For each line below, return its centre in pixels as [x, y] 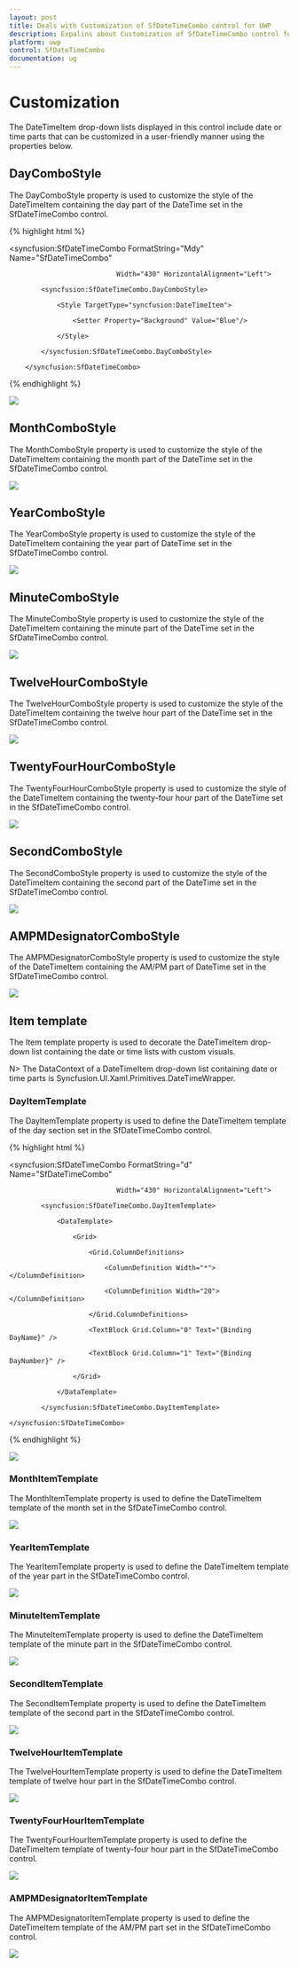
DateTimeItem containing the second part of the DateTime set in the [133, 882]
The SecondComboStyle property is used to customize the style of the [138, 873]
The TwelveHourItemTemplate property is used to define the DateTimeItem [145, 1772]
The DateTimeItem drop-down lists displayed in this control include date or [145, 127]
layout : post [33, 17]
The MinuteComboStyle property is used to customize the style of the [137, 619]
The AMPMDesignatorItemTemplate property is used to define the [129, 1917]
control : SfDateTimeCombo [57, 51]
